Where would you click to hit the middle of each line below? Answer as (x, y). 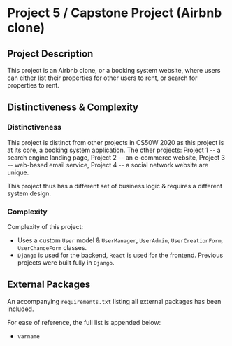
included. (21, 309)
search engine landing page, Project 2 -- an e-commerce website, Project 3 (116, 157)
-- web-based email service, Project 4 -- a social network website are (108, 165)
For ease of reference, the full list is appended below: (84, 322)
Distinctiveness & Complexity (73, 108)
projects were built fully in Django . (66, 262)
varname (28, 337)
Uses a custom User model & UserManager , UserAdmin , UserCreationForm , (120, 240)
